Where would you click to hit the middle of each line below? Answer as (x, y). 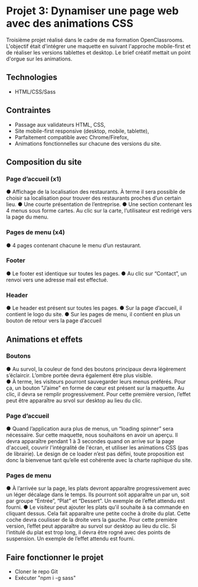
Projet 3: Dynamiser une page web (92, 11)
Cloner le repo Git (36, 572)
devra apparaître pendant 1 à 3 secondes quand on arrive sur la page (90, 441)
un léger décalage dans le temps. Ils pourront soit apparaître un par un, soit (98, 495)
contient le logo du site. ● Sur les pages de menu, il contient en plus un (93, 315)
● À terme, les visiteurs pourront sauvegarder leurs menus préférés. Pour (96, 381)
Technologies (32, 77)
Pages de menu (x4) (35, 232)
